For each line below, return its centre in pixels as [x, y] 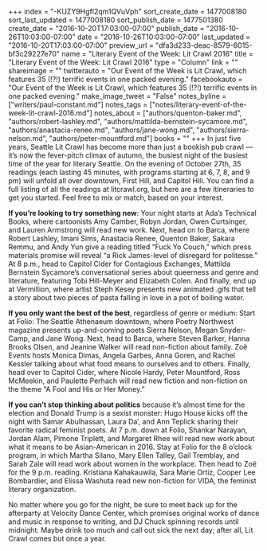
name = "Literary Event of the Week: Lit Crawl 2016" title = [157, 54]
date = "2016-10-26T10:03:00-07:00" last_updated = [164, 37]
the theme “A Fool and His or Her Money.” [77, 389]
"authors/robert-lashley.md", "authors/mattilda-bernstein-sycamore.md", [128, 121]
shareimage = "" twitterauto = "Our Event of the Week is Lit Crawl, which [128, 70]
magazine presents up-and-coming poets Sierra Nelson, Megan [113, 330]
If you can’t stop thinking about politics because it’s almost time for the [127, 404]
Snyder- [233, 330]
